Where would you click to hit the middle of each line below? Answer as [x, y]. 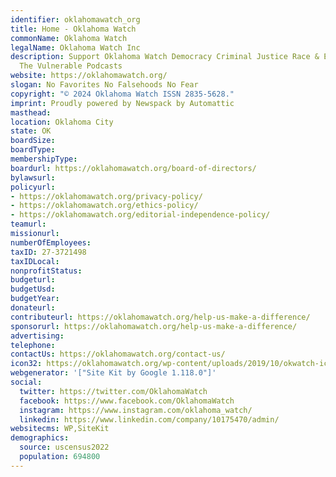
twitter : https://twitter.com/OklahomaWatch [113, 391]
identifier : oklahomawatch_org [75, 19]
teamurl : [28, 224]
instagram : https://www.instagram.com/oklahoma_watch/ [136, 410]
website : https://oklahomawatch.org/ [89, 76]
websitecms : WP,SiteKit [60, 429]
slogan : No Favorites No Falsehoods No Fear [104, 85]
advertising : [37, 336]
